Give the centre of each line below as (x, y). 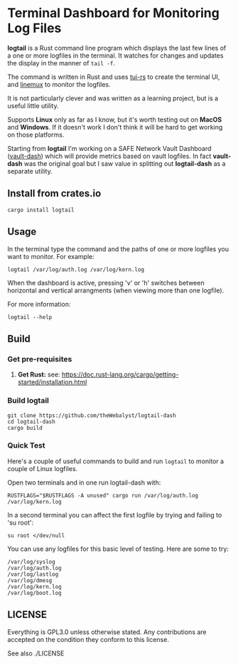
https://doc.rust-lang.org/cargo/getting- (120, 374)
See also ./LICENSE (36, 653)
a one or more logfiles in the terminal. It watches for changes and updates (115, 56)
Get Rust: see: (39, 374)
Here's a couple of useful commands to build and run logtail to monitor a (116, 461)
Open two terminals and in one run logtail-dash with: (84, 483)
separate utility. (30, 171)
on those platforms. (36, 135)
